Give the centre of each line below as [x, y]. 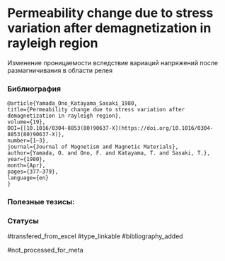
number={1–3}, [28, 141]
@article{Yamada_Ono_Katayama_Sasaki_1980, [73, 104]
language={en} [28, 178]
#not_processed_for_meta [45, 250]
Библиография [34, 89]
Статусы [23, 221]
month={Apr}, [27, 166]
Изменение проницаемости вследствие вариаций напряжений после [112, 62]
